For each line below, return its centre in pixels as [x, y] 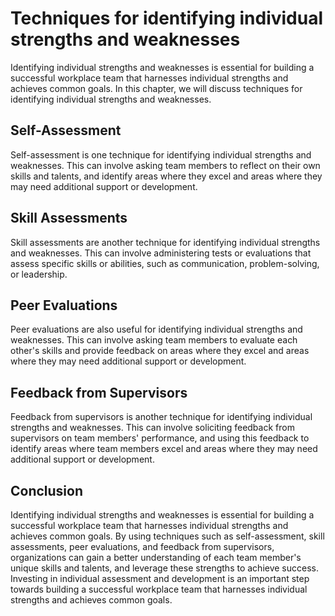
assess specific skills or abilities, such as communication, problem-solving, [165, 263]
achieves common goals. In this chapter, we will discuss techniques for [156, 88]
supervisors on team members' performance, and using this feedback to [160, 438]
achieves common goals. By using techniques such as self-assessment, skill [167, 536]
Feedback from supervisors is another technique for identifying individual [161, 417]
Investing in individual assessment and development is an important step [160, 578]
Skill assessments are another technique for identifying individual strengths [165, 242]
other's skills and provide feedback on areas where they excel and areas [160, 351]
